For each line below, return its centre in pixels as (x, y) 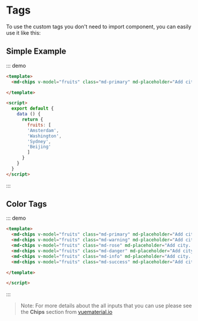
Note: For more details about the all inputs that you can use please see (106, 306)
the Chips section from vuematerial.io (67, 312)
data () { (29, 114)
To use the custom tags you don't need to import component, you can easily (99, 27)
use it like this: (24, 32)
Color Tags (27, 204)
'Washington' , (44, 136)
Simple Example (36, 52)
